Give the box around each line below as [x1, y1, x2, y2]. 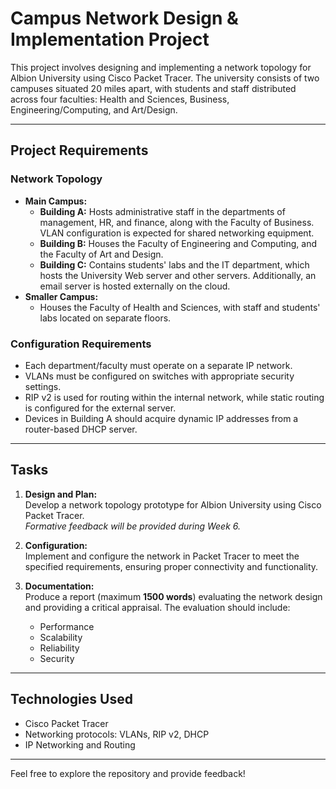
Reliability [39, 642, 80, 654]
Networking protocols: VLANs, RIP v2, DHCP [24, 728, 210, 740]
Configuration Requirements [10, 337, 152, 351]
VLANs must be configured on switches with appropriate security [24, 370, 295, 382]
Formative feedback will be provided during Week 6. [24, 520, 242, 532]
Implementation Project [10, 28, 210, 51]
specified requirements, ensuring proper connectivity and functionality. [24, 560, 319, 572]
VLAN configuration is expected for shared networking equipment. [39, 227, 315, 239]
